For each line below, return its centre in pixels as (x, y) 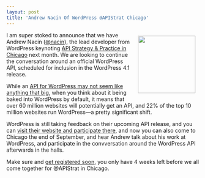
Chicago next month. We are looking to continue (67, 54)
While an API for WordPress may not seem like (65, 86)
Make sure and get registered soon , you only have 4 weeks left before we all (103, 161)
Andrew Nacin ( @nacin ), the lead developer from (68, 42)
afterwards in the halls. (35, 150)
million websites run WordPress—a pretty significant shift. (79, 112)
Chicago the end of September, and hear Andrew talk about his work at (96, 137)
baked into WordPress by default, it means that (65, 99)
